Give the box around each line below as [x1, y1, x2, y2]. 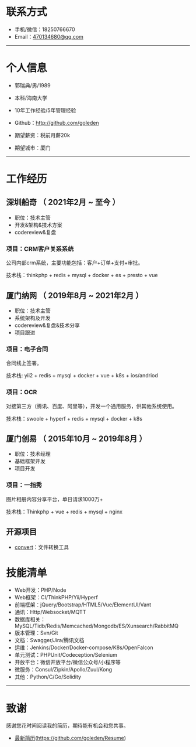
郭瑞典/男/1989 [14, 81, 51, 88]
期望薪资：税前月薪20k [14, 131, 70, 138]
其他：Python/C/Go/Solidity [14, 673, 82, 680]
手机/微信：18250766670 [14, 26, 75, 33]
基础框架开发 [14, 458, 45, 465]
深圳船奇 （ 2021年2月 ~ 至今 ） [6, 197, 121, 207]
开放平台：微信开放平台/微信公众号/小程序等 [14, 659, 121, 666]
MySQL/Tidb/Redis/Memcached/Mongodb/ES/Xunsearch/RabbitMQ [14, 622, 179, 630]
